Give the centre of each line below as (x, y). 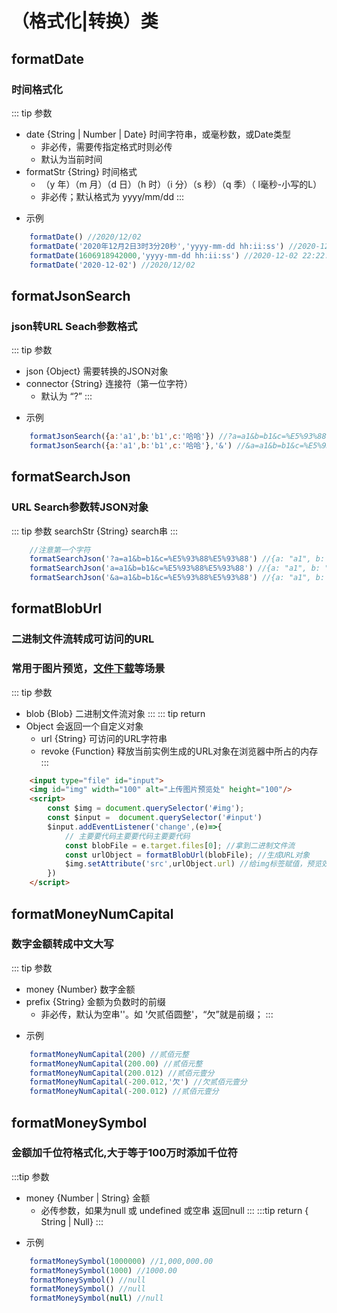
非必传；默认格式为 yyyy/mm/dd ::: (112, 196)
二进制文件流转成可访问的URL (83, 639)
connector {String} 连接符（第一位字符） (109, 384)
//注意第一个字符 (60, 550)
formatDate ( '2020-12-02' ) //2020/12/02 (112, 265)
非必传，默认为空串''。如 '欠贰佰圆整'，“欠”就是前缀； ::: (157, 1014)
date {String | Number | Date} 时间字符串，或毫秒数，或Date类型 (158, 134)
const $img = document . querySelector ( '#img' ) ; (146, 808)
